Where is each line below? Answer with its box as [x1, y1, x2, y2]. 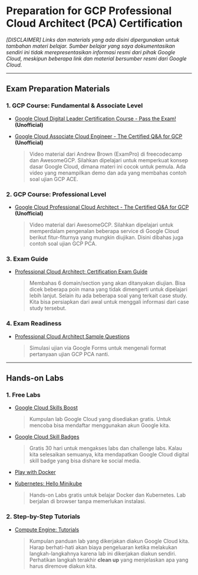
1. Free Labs [6, 390, 41, 399]
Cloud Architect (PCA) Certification [6, 17, 183, 30]
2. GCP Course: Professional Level [6, 190, 107, 198]
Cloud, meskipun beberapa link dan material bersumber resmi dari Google [6, 55, 187, 62]
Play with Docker [14, 469, 56, 476]
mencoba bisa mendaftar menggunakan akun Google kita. [29, 422, 170, 429]
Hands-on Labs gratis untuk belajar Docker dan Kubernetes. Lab [29, 491, 186, 499]
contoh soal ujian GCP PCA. [29, 240, 97, 247]
